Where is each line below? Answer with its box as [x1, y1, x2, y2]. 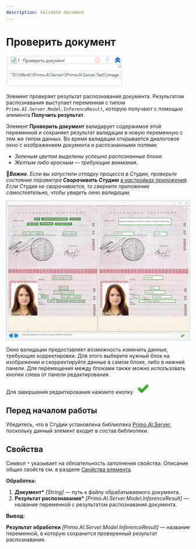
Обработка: [6, 477, 36, 485]
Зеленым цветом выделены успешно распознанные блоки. [14, 153, 163, 160]
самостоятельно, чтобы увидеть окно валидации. [6, 189, 131, 196]
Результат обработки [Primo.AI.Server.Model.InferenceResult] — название [6, 524, 190, 531]
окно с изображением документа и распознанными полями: [6, 141, 158, 149]
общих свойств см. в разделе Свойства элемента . [6, 466, 132, 473]
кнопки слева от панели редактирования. [6, 371, 110, 378]
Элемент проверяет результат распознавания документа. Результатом [6, 92, 184, 99]
